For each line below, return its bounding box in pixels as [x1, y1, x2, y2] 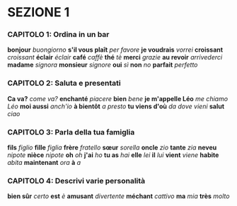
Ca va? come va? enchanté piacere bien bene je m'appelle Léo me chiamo [7, 94, 229, 103]
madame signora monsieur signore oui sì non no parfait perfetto [7, 61, 198, 69]
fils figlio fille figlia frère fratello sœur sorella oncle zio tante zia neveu [7, 143, 217, 152]
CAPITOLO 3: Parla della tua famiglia [7, 127, 135, 137]
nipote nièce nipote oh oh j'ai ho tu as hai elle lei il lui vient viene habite [7, 151, 219, 159]
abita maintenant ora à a [7, 159, 81, 167]
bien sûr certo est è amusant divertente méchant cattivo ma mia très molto [7, 192, 230, 200]
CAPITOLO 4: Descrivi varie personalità [7, 176, 146, 185]
